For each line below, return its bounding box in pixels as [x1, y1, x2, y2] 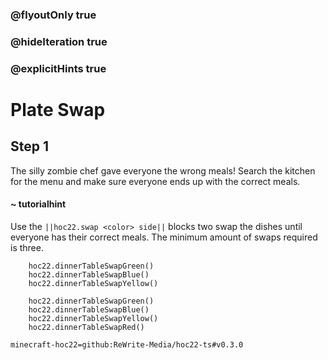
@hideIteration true [10, 34, 108, 48]
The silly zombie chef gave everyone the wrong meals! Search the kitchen [10, 164, 316, 177]
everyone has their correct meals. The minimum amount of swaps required [10, 231, 318, 243]
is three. [10, 241, 44, 253]
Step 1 [10, 138, 50, 155]
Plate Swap [10, 98, 106, 121]
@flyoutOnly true [10, 8, 97, 22]
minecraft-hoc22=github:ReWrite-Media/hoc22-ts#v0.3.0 [10, 339, 244, 350]
